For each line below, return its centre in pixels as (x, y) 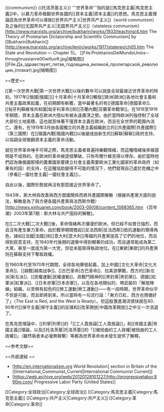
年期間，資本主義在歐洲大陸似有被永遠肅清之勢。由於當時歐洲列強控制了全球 (82, 115)
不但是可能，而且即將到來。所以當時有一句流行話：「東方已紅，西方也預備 (79, 295)
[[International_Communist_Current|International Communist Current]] (82, 372)
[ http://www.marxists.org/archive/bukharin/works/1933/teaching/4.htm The (81, 31)
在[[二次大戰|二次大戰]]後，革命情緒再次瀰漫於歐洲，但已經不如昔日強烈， (80, 224)
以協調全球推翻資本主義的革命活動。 (41, 139)
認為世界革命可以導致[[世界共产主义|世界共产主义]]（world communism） (83, 20)
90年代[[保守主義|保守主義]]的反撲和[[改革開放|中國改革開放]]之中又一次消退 (82, 307)
